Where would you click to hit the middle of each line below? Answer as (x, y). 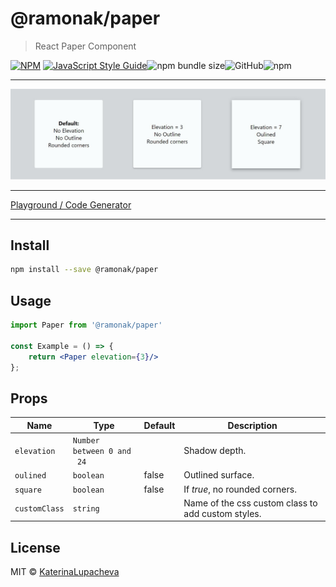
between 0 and (102, 452)
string (86, 509)
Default (159, 425)
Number (86, 441)
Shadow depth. (215, 451)
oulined (30, 476)
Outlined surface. (219, 475)
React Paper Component (85, 46)
